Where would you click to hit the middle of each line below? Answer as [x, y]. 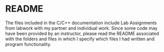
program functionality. [28, 44]
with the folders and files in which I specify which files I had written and [80, 39]
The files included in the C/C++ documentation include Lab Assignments [81, 23]
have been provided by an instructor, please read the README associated [82, 33]
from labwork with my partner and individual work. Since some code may [81, 28]
